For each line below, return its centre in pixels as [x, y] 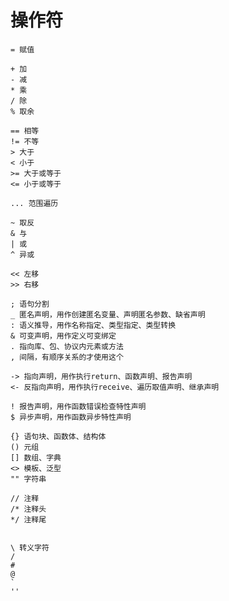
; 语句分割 [30, 304]
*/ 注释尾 [28, 519]
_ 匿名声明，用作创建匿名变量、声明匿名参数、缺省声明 [108, 314]
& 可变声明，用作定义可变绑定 [63, 336]
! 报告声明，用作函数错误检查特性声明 [78, 406]
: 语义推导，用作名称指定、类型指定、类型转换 [93, 325]
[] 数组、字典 [36, 457]
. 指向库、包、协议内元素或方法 [67, 346]
